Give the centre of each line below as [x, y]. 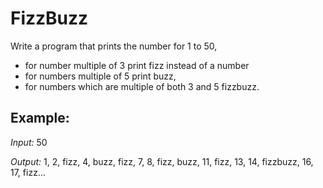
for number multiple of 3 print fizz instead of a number [137, 65]
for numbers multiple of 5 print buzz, [100, 76]
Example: [40, 118]
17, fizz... [28, 172]
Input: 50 [29, 142]
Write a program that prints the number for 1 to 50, [114, 46]
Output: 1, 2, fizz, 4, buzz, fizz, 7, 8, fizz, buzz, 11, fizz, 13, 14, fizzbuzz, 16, [162, 161]
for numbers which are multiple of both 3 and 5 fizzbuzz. [142, 86]
